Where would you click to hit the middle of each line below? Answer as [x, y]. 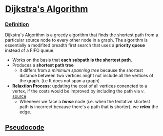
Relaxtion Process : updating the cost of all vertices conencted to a [80, 86]
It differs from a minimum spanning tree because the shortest [81, 70]
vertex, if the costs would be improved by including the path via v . [78, 91]
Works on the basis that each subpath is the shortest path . [72, 60]
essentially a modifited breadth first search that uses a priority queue [75, 45]
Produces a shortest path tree [43, 65]
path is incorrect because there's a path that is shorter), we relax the [89, 107]
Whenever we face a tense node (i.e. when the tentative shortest [85, 102]
